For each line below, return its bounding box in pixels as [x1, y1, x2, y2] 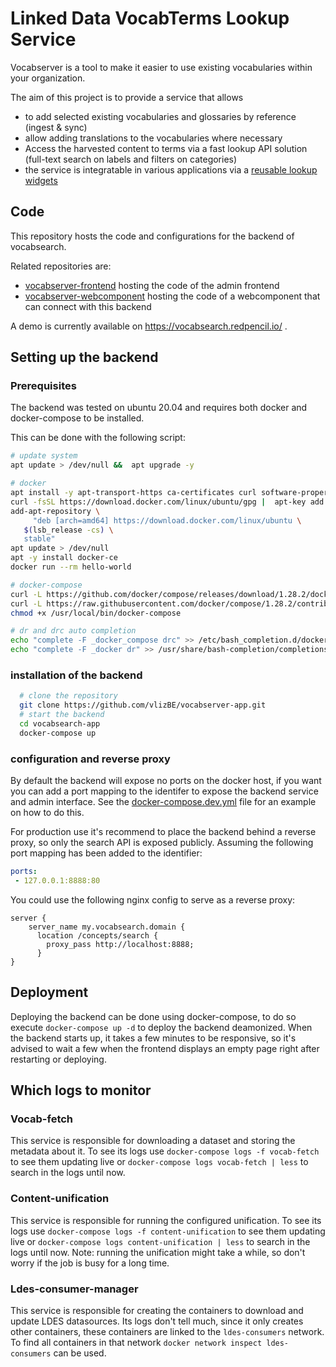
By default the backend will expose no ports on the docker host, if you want [10, 775, 322, 787]
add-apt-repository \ [10, 506, 101, 516]
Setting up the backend [10, 349, 159, 366]
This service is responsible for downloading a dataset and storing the [10, 1135, 296, 1147]
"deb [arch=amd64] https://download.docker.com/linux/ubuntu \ [32, 515, 302, 526]
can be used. [53, 1347, 107, 1359]
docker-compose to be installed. [10, 412, 145, 424]
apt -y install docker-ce [10, 553, 118, 563]
